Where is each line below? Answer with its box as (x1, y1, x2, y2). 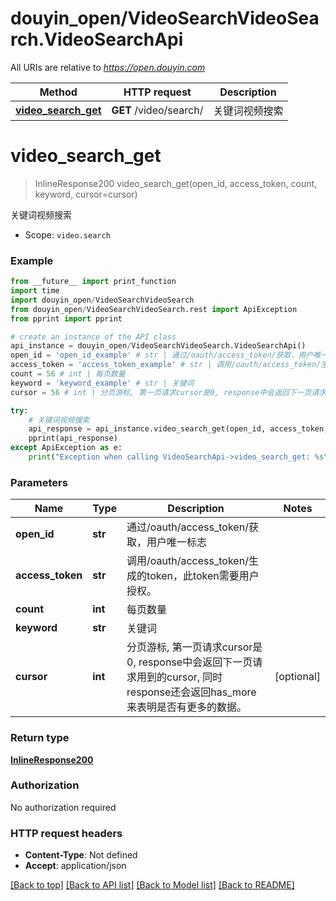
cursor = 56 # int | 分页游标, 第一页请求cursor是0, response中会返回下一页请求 (10, 387, 327, 397)
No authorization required (10, 801, 117, 813)
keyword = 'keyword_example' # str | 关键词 (10, 378, 195, 388)
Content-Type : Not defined (24, 849, 138, 861)
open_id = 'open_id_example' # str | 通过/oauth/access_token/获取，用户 (10, 350, 314, 361)
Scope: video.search (24, 228, 111, 241)
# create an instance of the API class (10, 332, 177, 342)
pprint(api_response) (28, 433, 118, 444)
